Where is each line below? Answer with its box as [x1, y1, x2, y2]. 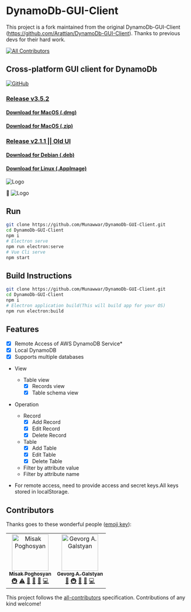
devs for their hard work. [6, 36, 66, 43]
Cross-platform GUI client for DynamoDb [6, 64, 158, 74]
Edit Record [32, 425, 60, 432]
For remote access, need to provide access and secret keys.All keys [14, 482, 179, 489]
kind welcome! [6, 600, 41, 607]
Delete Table [32, 458, 62, 465]
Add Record [32, 418, 61, 426]
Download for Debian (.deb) [6, 151, 75, 159]
